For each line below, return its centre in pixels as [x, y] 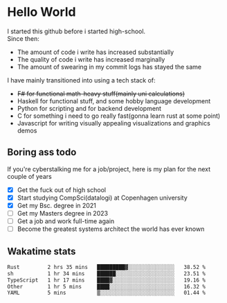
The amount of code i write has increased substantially [96, 52]
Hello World [42, 12]
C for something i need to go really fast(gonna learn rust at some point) [119, 116]
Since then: [24, 38]
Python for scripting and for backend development [89, 108]
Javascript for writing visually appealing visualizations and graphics [114, 123]
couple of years [29, 176]
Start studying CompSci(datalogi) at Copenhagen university [102, 198]
